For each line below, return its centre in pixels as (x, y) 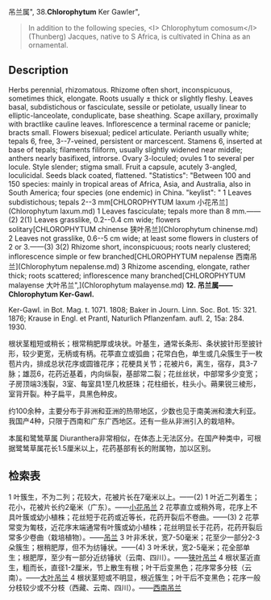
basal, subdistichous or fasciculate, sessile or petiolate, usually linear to (127, 106)
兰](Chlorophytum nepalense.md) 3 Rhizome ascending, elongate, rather (129, 266)
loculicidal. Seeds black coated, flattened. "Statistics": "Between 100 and (130, 175)
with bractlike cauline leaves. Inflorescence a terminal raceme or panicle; (130, 124)
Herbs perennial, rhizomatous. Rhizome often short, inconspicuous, (120, 89)
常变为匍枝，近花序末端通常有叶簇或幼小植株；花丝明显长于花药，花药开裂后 (135, 527)
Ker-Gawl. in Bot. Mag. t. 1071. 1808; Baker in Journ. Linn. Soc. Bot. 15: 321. (133, 309)
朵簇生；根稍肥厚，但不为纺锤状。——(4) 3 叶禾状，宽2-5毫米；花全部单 (129, 547)
